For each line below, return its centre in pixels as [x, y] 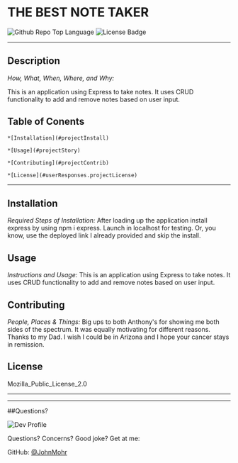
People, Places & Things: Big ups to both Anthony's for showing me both [113, 322]
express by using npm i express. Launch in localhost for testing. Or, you [112, 228]
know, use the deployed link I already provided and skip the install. [104, 235]
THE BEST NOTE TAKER [78, 12]
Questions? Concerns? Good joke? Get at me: [74, 438]
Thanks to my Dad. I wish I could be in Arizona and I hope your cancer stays [118, 337]
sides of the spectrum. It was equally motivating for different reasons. [109, 329]
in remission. [26, 344]
